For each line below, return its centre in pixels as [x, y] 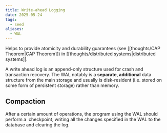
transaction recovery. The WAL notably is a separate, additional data [78, 74]
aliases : [15, 29]
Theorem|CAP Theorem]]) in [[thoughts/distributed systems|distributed [81, 54]
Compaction [25, 102]
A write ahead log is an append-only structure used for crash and [74, 69]
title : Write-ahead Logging [35, 10]
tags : [11, 19]
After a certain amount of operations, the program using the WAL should [81, 114]
